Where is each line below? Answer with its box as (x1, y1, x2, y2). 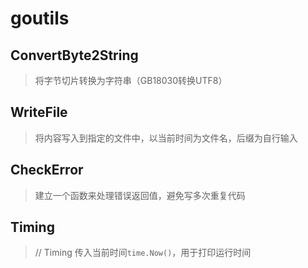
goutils (10, 7, 70, 30)
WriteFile (10, 104, 68, 121)
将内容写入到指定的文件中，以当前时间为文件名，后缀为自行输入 (34, 132, 298, 144)
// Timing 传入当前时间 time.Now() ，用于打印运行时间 (34, 247, 252, 259)
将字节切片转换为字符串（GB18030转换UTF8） (34, 75, 228, 86)
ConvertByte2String (10, 47, 139, 64)
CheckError (10, 162, 84, 179)
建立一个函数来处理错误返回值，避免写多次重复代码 (34, 189, 246, 201)
